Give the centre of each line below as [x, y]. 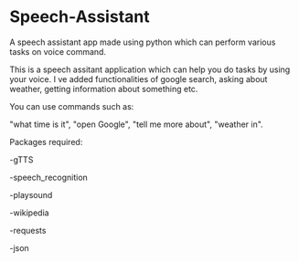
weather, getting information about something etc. [104, 89]
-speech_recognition [49, 177]
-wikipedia [29, 213]
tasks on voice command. [58, 51]
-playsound [31, 194]
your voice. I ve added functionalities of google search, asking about [139, 79]
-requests [28, 230]
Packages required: [46, 141]
